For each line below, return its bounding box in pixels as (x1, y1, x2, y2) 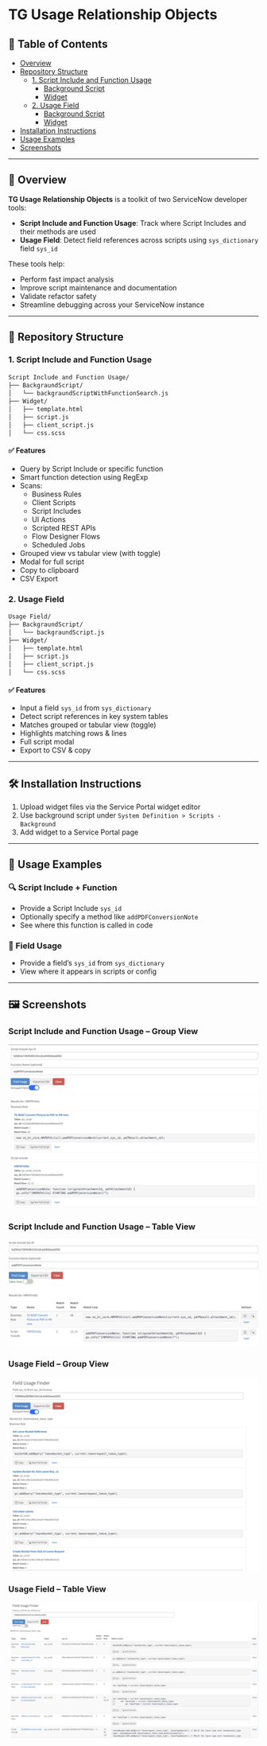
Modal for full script (19, 557, 85, 566)
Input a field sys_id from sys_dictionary (19, 703, 152, 713)
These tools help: (8, 259, 65, 268)
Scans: (19, 480, 43, 490)
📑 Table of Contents (8, 37, 108, 51)
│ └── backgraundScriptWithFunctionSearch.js (8, 389, 169, 397)
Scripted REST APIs (31, 523, 97, 532)
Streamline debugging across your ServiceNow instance (19, 300, 205, 309)
